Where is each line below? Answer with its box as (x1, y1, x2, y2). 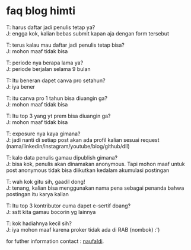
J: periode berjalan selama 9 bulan (6, 65, 91, 72)
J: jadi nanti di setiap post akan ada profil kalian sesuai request (6, 136, 160, 143)
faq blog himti (6, 4, 76, 18)
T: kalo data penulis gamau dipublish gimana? (6, 154, 118, 161)
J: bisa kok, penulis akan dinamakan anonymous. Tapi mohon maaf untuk (6, 160, 185, 167)
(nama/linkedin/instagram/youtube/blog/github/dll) (6, 142, 130, 150)
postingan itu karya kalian (6, 190, 69, 197)
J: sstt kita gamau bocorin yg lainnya (6, 208, 96, 215)
